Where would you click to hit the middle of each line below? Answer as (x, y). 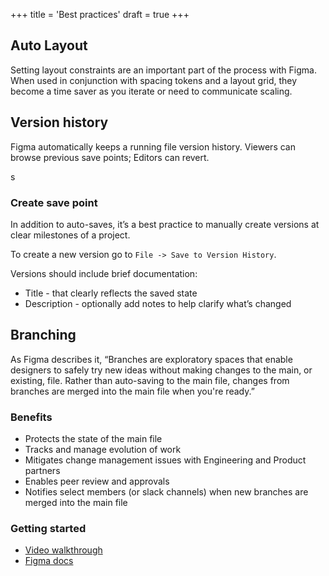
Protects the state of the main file (93, 439)
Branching (43, 335)
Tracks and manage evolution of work (103, 450)
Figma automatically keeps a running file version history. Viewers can (153, 146)
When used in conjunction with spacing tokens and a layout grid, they (154, 80)
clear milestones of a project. (70, 235)
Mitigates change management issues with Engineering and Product (165, 460)
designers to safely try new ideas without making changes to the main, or (161, 370)
